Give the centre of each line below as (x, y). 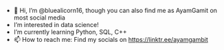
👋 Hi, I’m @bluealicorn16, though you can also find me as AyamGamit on (115, 10)
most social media (39, 18)
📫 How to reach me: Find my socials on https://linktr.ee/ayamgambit (111, 40)
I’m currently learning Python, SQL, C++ (70, 32)
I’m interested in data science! (56, 25)
